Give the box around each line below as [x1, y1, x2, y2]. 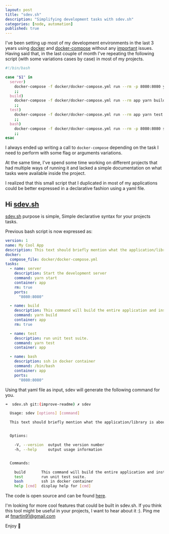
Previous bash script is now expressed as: [5, 228, 93, 234]
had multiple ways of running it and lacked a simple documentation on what [5, 165, 162, 171]
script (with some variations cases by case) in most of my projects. [5, 56, 144, 62]
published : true [5, 26, 39, 31]
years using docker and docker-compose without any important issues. [5, 45, 153, 51]
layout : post [5, 7, 33, 13]
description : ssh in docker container [14, 359, 96, 364]
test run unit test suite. [14, 474, 87, 479]
